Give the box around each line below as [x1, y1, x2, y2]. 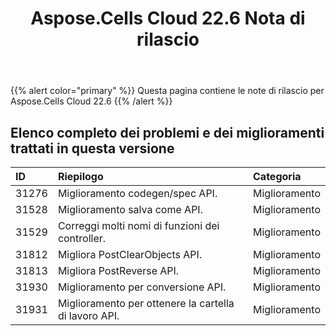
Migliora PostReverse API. [57, 264, 180, 277]
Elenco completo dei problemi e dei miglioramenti [10, 124, 325, 141]
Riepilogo [57, 170, 104, 183]
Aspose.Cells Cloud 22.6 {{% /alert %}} [10, 95, 173, 107]
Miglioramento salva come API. [57, 203, 203, 216]
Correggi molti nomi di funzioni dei [57, 219, 220, 232]
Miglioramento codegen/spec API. [57, 187, 218, 200]
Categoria [253, 170, 302, 183]
